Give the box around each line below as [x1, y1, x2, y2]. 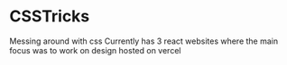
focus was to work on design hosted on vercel [9, 45, 181, 55]
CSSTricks [9, 6, 90, 27]
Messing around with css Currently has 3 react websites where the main [9, 36, 278, 46]
